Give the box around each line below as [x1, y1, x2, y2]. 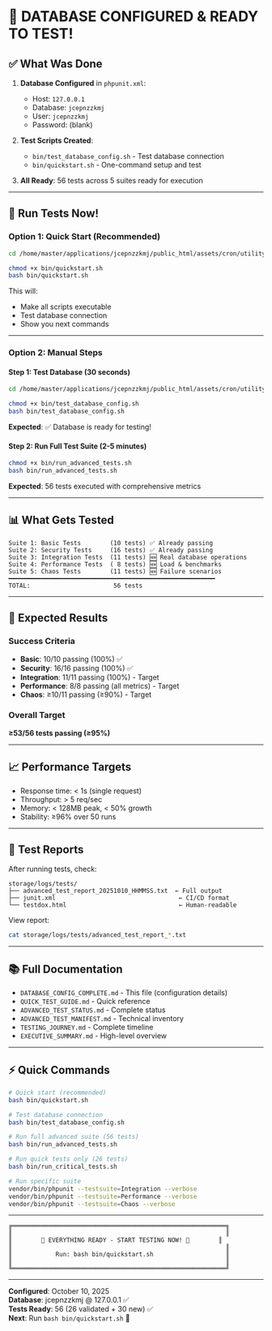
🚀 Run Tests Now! [8, 207, 100, 221]
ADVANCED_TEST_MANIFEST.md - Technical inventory [19, 1014, 185, 1024]
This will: [8, 286, 38, 296]
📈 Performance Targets [8, 760, 132, 774]
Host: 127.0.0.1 [32, 94, 85, 104]
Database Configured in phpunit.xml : [19, 79, 147, 88]
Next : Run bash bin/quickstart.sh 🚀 [8, 1313, 131, 1323]
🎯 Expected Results [8, 612, 108, 625]
